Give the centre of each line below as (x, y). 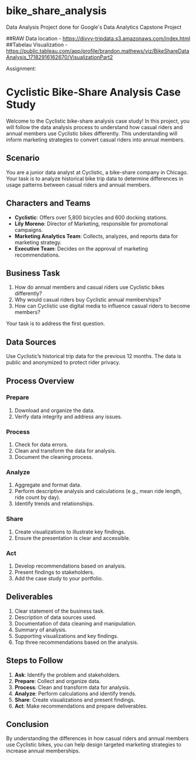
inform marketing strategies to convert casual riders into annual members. (96, 140)
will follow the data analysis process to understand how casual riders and (94, 127)
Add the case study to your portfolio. (59, 578)
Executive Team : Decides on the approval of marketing (81, 248)
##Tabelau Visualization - (37, 45)
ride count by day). (37, 498)
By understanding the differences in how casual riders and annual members (97, 738)
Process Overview (40, 381)
